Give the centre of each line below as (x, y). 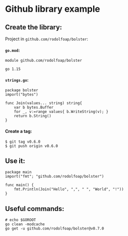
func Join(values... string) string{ (44, 103)
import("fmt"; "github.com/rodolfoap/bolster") (55, 177)
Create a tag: (19, 131)
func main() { (20, 185)
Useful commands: (35, 209)
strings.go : (17, 80)
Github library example (53, 9)
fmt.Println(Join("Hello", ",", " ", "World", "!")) (69, 189)
